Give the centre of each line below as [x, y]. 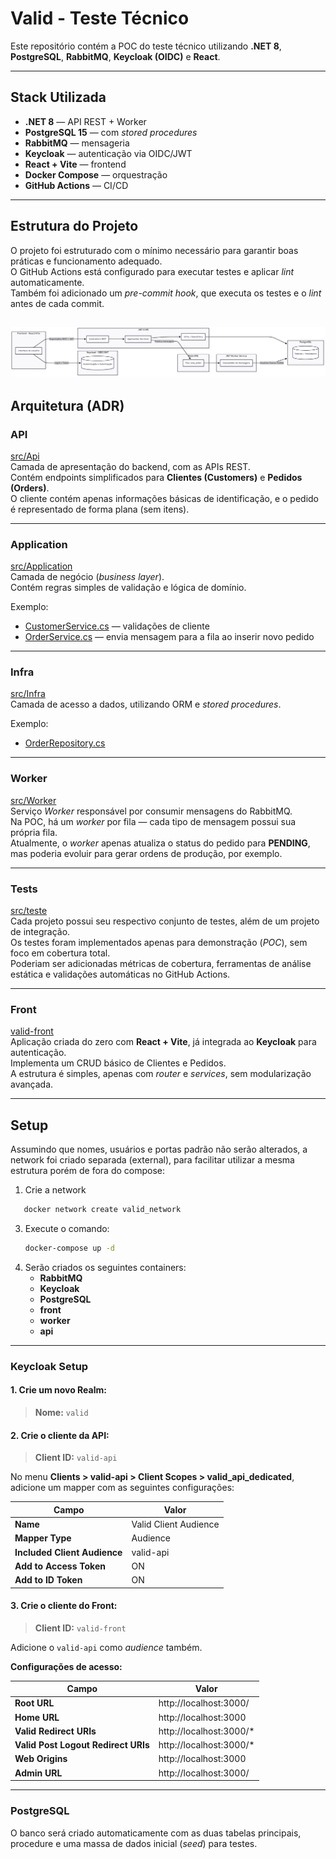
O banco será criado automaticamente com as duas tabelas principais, [156, 1833]
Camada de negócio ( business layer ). [87, 577]
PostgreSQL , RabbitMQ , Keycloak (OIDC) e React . [115, 56]
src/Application [41, 566]
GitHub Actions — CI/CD [76, 185]
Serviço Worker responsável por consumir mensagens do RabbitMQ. [151, 811]
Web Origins [41, 1759]
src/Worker [33, 800]
